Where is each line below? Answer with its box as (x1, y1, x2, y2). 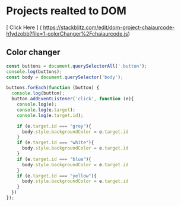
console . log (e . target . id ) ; (17, 112, 84, 118)
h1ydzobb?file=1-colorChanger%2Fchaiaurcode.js (6, 30, 129, 37)
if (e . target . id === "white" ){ (17, 140, 94, 146)
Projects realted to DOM (6, 4, 126, 18)
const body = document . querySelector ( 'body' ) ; (6, 74, 123, 80)
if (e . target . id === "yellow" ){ (17, 173, 97, 179)
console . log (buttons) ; (6, 68, 62, 75)
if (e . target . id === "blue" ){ (17, 156, 92, 162)
